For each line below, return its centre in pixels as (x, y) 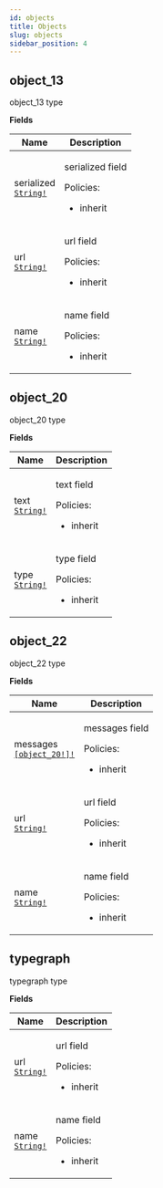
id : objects (32, 18)
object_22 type (37, 663)
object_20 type (38, 420)
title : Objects (38, 26)
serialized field (96, 167)
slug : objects (36, 35)
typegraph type (39, 981)
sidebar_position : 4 (49, 43)
